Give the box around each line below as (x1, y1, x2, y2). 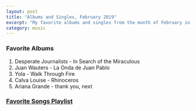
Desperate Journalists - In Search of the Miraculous (14, 58, 140, 65)
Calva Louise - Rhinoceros (14, 76, 79, 83)
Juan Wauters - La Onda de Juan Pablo (14, 64, 110, 71)
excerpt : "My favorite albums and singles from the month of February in (6, 19, 191, 25)
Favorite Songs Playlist (6, 97, 73, 106)
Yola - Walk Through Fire (14, 70, 75, 77)
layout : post (6, 8, 38, 15)
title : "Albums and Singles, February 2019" (6, 14, 117, 20)
